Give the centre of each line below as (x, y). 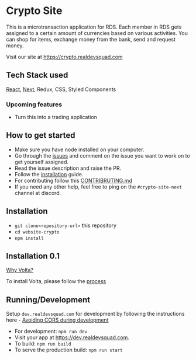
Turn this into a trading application (56, 117)
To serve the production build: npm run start (68, 350)
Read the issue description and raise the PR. (68, 168)
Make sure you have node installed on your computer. (79, 149)
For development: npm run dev (51, 332)
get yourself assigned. (42, 162)
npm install (29, 238)
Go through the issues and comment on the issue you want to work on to (102, 155)
